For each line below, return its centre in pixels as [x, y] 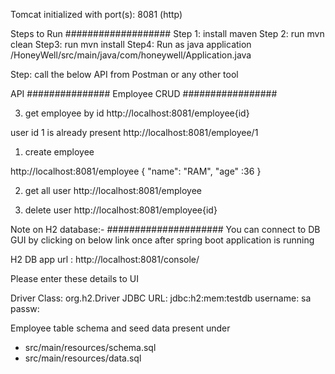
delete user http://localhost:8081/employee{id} [121, 210]
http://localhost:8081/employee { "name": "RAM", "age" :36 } [136, 171]
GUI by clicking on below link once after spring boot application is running [162, 240]
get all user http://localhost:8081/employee [113, 190]
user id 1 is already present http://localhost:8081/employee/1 [134, 132]
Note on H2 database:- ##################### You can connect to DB [165, 229]
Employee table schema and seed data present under [120, 328]
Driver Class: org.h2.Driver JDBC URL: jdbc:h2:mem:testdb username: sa [161, 298]
